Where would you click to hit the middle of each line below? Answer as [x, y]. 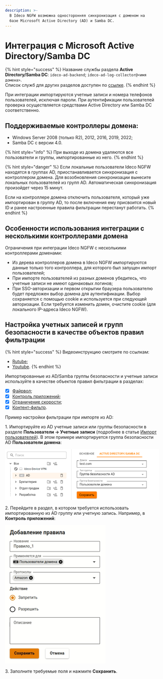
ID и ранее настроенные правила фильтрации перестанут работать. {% [80, 208]
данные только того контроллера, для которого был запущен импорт [84, 268]
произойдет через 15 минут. [34, 188]
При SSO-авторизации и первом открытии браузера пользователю [82, 288]
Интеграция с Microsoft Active [70, 45]
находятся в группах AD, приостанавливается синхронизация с [71, 172]
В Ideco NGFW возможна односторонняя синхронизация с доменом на [77, 15]
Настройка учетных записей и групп [64, 325]
